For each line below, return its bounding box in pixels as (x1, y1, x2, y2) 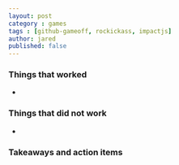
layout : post (8, 11, 53, 20)
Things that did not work (8, 107, 107, 119)
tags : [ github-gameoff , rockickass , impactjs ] (8, 27, 173, 35)
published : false (8, 42, 67, 50)
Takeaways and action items (8, 146, 123, 158)
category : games (8, 20, 67, 28)
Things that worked (8, 69, 87, 80)
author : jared (8, 34, 57, 43)
